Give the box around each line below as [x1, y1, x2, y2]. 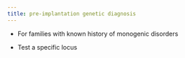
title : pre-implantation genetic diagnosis [7, 10, 137, 17]
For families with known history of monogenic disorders [17, 29, 179, 38]
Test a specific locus [17, 43, 78, 51]
